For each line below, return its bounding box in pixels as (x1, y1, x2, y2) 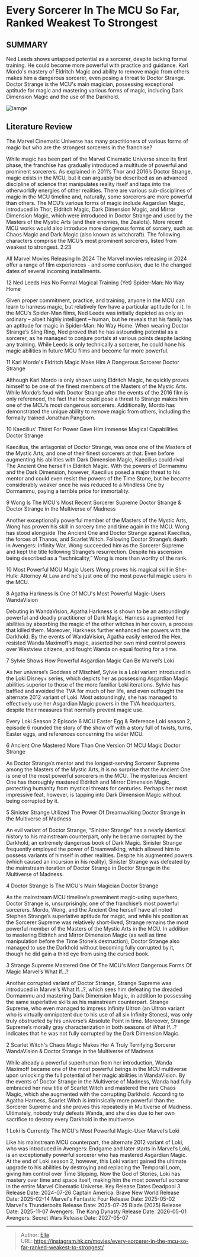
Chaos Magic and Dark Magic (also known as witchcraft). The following (6, 230, 181, 238)
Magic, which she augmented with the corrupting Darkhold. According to (6, 1091, 184, 1098)
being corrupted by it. (6, 797, 59, 804)
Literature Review (6, 122, 73, 132)
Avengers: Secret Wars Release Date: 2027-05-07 (6, 1214, 129, 1221)
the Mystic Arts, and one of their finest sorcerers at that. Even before (6, 450, 175, 457)
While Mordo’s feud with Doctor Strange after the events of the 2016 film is (6, 389, 188, 396)
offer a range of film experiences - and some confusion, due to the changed (6, 261, 192, 268)
